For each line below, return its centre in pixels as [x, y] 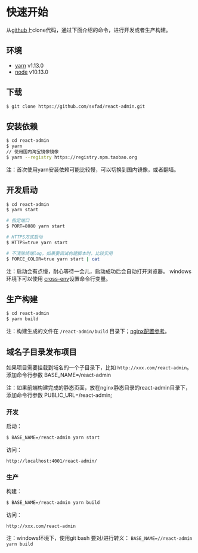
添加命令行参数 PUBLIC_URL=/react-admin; [59, 395]
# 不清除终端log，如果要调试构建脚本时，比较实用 [60, 253]
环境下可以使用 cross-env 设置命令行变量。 [59, 278]
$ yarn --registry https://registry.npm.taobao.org [72, 157]
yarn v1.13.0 [29, 65]
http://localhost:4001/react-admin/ [52, 461]
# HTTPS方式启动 [24, 237]
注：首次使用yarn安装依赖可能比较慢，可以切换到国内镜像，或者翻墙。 [93, 169]
